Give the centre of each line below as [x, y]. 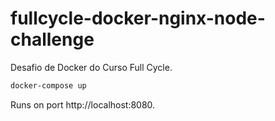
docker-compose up [48, 85]
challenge [52, 39]
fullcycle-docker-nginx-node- [138, 18]
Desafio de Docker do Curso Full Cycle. [91, 67]
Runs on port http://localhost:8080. [83, 104]
